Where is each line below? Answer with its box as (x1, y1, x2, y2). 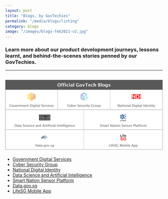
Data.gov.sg (12, 183, 37, 189)
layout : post (5, 8, 32, 13)
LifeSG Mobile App (12, 188, 51, 194)
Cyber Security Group (12, 162, 58, 168)
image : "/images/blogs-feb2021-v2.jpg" (5, 29, 88, 34)
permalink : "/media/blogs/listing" (5, 18, 79, 23)
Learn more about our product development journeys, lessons (5, 46, 159, 53)
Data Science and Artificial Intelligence (12, 172, 92, 178)
